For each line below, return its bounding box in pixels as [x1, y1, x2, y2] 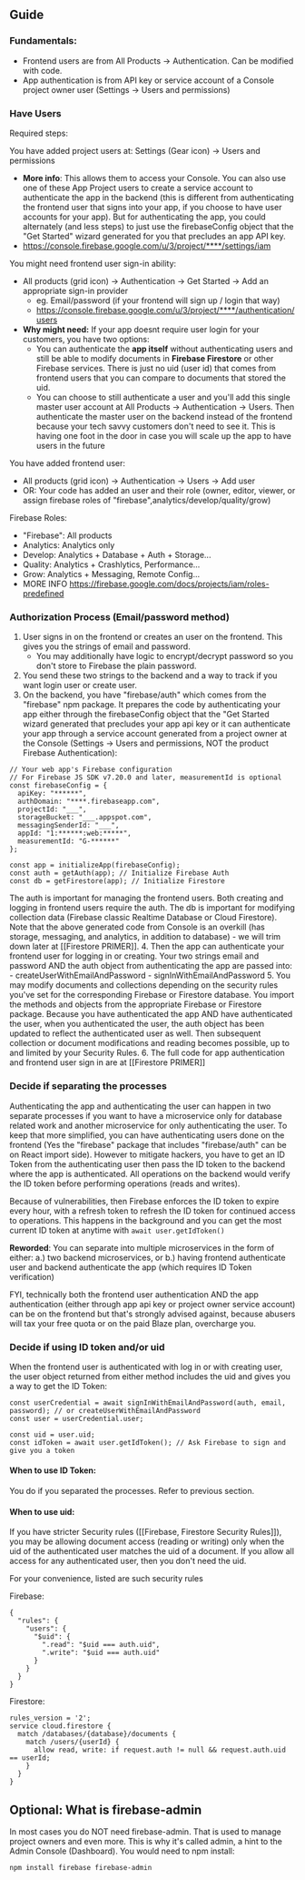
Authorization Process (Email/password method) [9, 610, 230, 623]
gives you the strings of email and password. [22, 641, 191, 652]
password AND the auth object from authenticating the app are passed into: [9, 960, 293, 971]
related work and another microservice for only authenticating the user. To [9, 1120, 288, 1131]
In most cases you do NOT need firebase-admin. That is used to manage [9, 1826, 281, 1837]
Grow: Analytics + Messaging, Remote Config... [22, 568, 201, 579]
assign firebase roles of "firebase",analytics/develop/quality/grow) [22, 494, 271, 505]
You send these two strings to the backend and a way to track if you [22, 670, 278, 681]
